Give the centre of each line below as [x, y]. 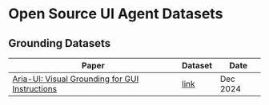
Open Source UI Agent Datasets [116, 14]
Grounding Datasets [59, 43]
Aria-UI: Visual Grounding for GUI [76, 79]
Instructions [35, 89]
